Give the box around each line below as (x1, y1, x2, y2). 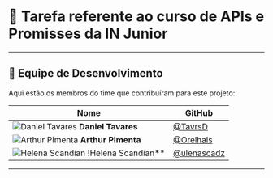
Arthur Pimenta (80, 133, 141, 145)
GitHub (185, 107, 214, 118)
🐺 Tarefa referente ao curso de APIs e (8, 7, 265, 26)
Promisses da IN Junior (8, 24, 168, 43)
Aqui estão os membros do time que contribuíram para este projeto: (8, 88, 236, 98)
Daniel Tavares (79, 121, 138, 132)
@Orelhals (173, 133, 213, 145)
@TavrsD (173, 121, 209, 132)
